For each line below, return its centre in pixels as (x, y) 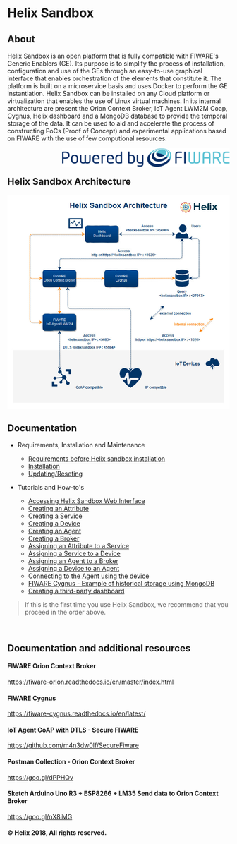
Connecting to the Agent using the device (89, 576)
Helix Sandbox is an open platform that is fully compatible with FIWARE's (113, 56)
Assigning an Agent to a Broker (73, 561)
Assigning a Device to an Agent (74, 569)
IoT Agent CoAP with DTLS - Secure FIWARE (73, 730)
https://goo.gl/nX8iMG (40, 816)
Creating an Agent (55, 531)
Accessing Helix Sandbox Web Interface (87, 501)
